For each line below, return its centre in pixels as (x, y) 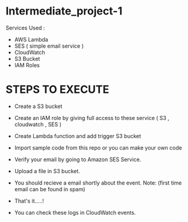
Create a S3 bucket (38, 106)
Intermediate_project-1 (64, 11)
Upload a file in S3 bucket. (47, 171)
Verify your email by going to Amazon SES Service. (78, 159)
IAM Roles (27, 65)
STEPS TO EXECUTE (58, 90)
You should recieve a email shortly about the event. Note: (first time (98, 183)
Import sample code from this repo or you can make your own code (98, 147)
